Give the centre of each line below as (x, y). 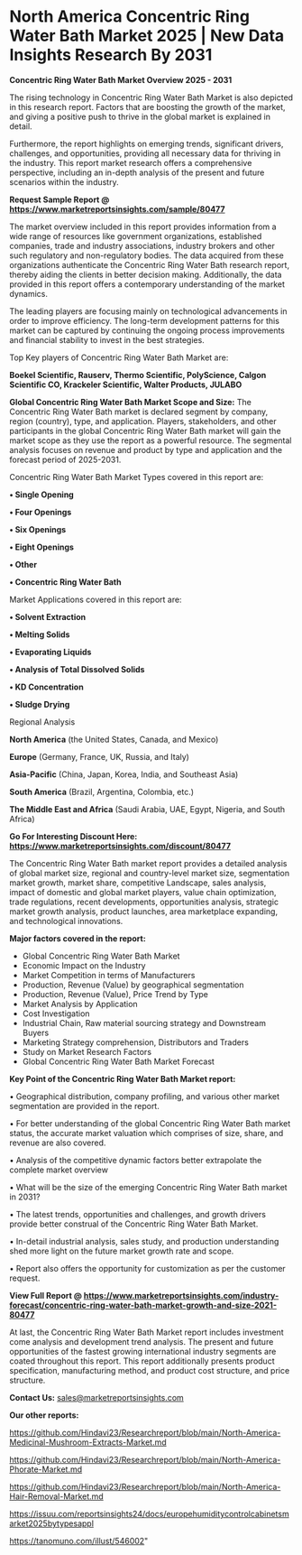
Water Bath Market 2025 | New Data (147, 36)
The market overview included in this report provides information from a (143, 227)
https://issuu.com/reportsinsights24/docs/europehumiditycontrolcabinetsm (150, 1513)
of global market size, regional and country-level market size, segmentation (150, 873)
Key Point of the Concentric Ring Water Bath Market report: (123, 1078)
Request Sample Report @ (59, 199)
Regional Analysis (42, 722)
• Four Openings (41, 512)
